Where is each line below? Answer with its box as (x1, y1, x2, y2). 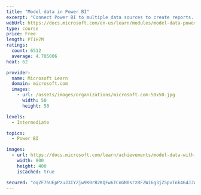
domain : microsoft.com (11, 81, 68, 87)
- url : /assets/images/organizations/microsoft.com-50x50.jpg (17, 92, 175, 98)
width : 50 (22, 97, 47, 103)
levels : (6, 114, 26, 120)
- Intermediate (11, 119, 50, 126)
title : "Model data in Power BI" (6, 8, 90, 15)
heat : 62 (6, 59, 28, 65)
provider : (6, 69, 31, 75)
